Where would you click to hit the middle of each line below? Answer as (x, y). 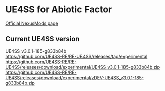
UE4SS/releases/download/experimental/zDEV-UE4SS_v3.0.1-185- (75, 78)
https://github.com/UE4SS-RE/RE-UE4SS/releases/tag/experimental (76, 56)
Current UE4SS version (43, 39)
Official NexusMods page (32, 23)
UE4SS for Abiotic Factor (59, 9)
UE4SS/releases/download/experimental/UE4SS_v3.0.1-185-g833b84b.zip (83, 67)
